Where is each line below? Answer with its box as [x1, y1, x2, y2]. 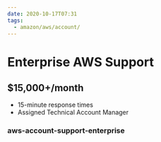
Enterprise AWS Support [7, 54, 154, 70]
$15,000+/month [7, 82, 84, 94]
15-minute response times [17, 100, 94, 110]
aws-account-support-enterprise [7, 126, 125, 136]
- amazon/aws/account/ [13, 23, 80, 30]
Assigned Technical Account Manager [17, 108, 129, 117]
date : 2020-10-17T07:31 [7, 10, 78, 18]
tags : [7, 17, 23, 24]
